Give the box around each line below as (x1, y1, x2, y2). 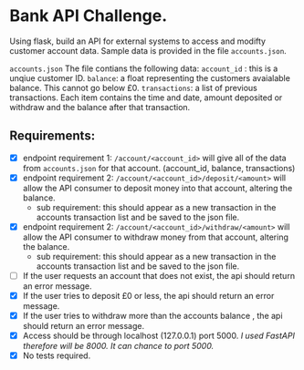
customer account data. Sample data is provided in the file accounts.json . (9, 45, 288, 56)
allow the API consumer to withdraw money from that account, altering (22, 231, 289, 242)
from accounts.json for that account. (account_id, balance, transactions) (22, 162, 296, 173)
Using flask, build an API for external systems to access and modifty (9, 36, 267, 46)
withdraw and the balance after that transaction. (9, 101, 191, 112)
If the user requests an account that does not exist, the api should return (22, 270, 295, 281)
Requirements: (9, 128, 96, 144)
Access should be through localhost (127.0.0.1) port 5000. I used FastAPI (22, 330, 295, 342)
